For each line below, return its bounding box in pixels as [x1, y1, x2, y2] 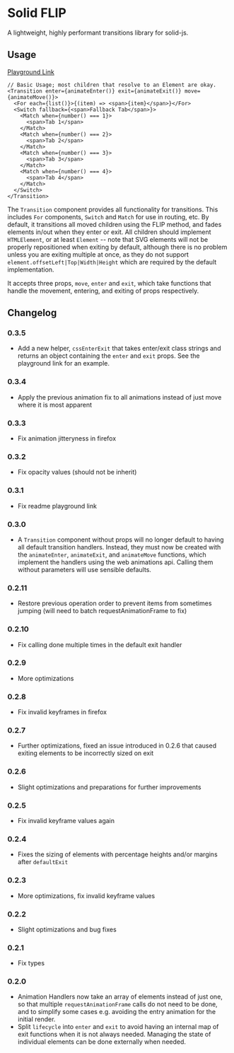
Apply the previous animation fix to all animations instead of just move [17, 392, 222, 401]
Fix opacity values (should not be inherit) [17, 468, 137, 477]
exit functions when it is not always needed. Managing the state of [17, 1030, 211, 1039]
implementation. [7, 265, 54, 274]
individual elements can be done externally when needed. [17, 1037, 186, 1046]
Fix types [17, 959, 45, 967]
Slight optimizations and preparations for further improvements [17, 783, 201, 791]
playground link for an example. [17, 359, 110, 368]
